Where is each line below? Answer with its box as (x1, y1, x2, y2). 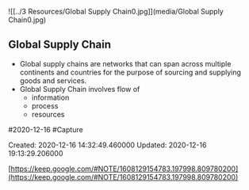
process (31, 101, 59, 110)
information (31, 93, 70, 102)
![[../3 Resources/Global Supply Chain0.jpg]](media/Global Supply (8, 7, 224, 16)
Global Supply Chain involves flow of (19, 84, 140, 93)
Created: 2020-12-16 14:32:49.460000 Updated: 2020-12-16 (8, 140, 207, 150)
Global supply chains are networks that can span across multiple (19, 59, 232, 68)
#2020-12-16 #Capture (8, 124, 83, 134)
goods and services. (19, 75, 87, 85)
